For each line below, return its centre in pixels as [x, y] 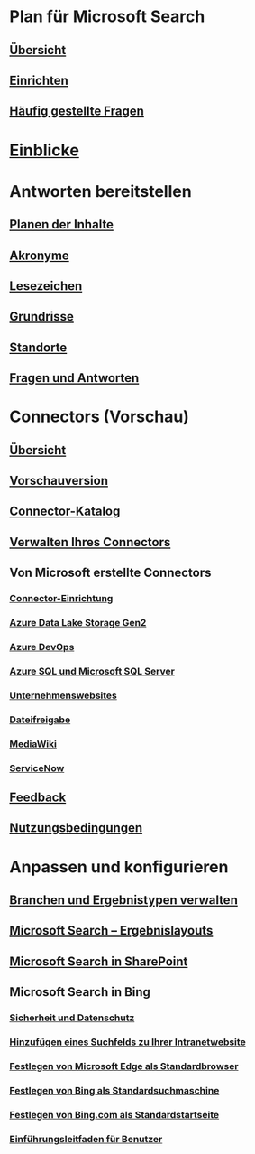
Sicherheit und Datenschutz [72, 1018]
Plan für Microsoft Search [107, 17]
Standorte [38, 347]
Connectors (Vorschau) [99, 417]
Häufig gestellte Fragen [77, 112]
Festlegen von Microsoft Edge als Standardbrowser [124, 1066]
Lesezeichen [46, 286]
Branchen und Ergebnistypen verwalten [124, 900]
